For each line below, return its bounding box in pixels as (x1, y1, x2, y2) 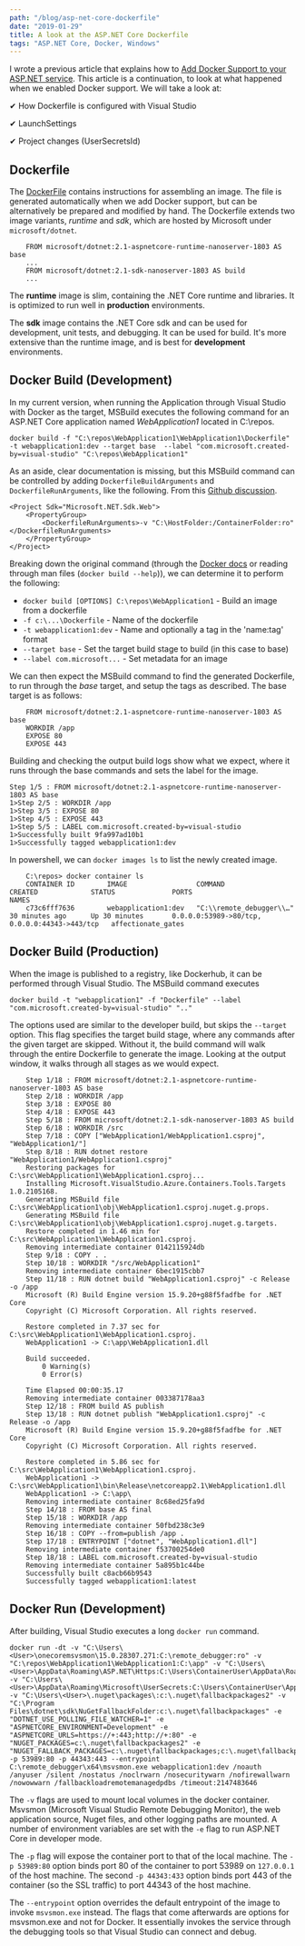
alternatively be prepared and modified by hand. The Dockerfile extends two (9, 205, 295, 216)
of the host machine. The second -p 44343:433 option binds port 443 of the (9, 1870, 292, 1881)
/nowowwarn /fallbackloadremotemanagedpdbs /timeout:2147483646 (9, 1778, 258, 1787)
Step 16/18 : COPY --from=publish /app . (25, 1529, 184, 1538)
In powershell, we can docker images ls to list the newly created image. (9, 853, 278, 864)
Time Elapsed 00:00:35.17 (25, 1385, 124, 1395)
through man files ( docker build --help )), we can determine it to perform (9, 567, 284, 578)
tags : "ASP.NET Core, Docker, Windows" (9, 38, 161, 48)
